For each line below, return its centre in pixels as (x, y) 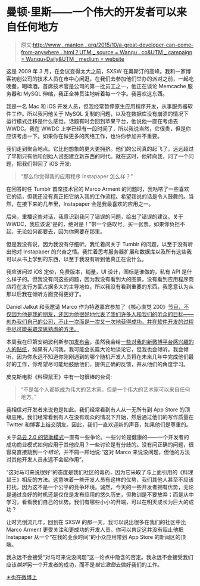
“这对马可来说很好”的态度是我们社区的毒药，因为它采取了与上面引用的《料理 (100, 472)
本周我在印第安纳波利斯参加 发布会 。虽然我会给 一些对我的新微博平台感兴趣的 (100, 342)
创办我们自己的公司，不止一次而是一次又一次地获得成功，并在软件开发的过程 (100, 321)
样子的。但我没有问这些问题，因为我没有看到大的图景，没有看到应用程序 (100, 279)
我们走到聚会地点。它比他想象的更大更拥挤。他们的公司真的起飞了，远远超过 (100, 148)
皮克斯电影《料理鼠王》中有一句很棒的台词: (59, 377)
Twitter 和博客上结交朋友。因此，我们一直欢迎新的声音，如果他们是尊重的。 (99, 424)
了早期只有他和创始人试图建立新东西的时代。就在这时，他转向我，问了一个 (97, 156)
